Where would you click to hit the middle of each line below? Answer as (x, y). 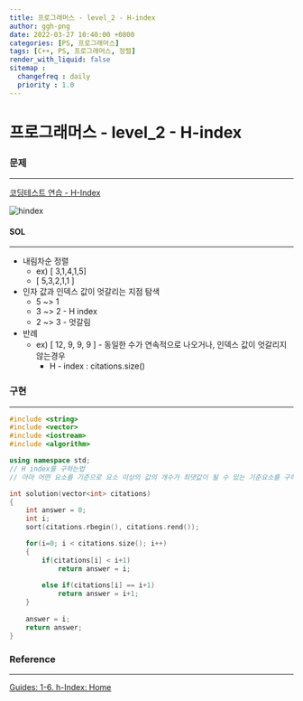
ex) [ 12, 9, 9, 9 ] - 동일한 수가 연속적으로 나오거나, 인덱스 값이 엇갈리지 (161, 345)
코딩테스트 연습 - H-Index (55, 193)
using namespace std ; (50, 461)
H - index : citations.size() (97, 366)
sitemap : (28, 69)
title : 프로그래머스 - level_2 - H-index (83, 18)
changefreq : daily (54, 77)
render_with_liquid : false (60, 60)
